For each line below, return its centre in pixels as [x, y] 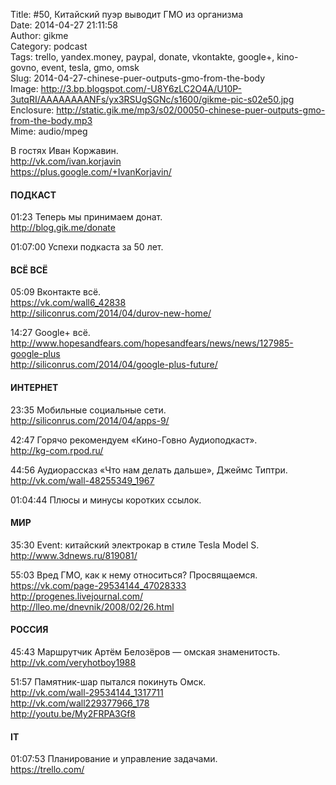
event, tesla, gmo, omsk [90, 67]
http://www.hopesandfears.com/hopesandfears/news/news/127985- [152, 343]
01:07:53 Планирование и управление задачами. [114, 759]
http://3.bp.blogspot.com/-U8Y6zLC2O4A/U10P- [141, 88]
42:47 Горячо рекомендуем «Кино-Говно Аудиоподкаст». [134, 440]
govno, [25, 67]
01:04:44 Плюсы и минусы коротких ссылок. [106, 500]
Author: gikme [39, 35]
